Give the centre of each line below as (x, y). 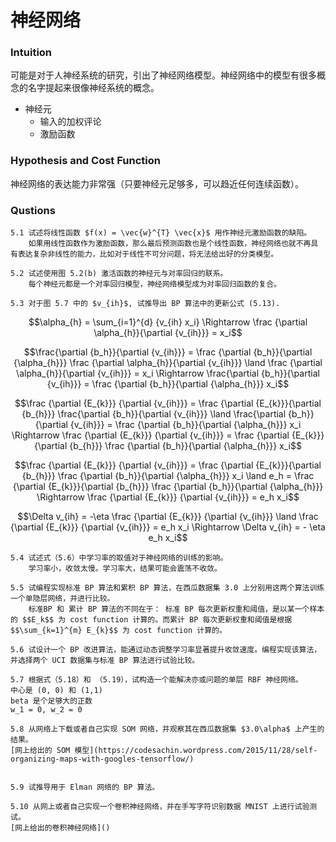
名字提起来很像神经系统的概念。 (93, 88)
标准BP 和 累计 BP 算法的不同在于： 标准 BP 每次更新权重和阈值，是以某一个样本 (176, 609)
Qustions (33, 210)
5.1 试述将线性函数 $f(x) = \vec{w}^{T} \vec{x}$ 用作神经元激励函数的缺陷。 (161, 233)
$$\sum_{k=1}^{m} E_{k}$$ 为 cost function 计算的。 (118, 631)
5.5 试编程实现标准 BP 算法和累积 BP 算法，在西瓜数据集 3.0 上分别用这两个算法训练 (167, 588)
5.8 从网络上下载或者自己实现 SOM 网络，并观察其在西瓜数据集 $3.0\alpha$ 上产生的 (167, 729)
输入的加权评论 (70, 122)
